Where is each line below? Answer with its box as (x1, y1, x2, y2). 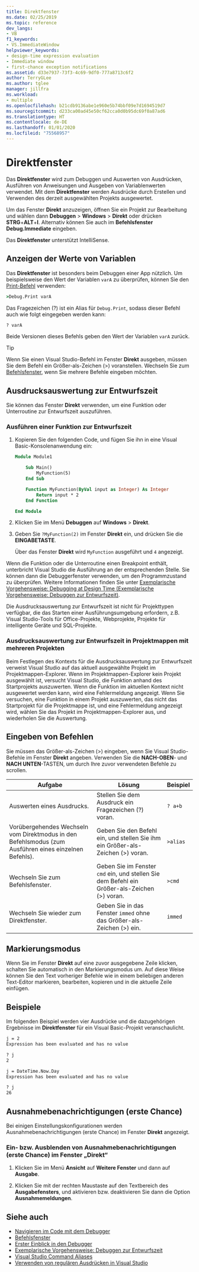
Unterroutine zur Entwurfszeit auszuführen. (6, 408, 113, 415)
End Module (14, 508, 42, 514)
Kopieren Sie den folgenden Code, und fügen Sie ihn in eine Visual (14, 436, 178, 443)
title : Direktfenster (6, 8, 60, 15)
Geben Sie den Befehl (97, 826, 157, 835)
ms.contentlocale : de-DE (6, 119, 68, 125)
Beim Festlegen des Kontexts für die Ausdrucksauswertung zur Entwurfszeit (6, 657, 192, 665)
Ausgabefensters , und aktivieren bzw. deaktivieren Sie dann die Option (14, 1188, 191, 1195)
